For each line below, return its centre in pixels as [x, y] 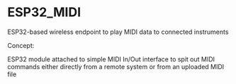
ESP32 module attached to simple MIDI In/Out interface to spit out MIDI [111, 59]
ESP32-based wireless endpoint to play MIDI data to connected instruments [118, 32]
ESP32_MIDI [44, 12]
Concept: [21, 45]
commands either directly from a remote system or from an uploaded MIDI [116, 66]
